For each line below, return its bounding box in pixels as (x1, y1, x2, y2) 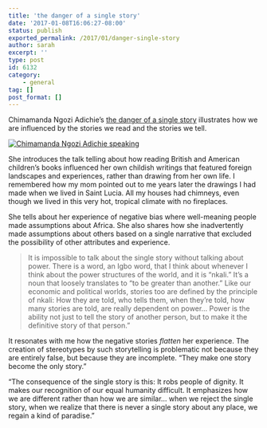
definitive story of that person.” (27, 320, 131, 331)
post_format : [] (8, 93, 62, 101)
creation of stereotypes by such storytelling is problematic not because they (8, 344, 259, 355)
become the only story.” (8, 362, 87, 371)
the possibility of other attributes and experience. (8, 238, 171, 247)
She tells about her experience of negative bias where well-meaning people (8, 212, 257, 222)
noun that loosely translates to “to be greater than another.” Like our (27, 278, 251, 288)
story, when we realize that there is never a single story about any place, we (8, 402, 258, 412)
